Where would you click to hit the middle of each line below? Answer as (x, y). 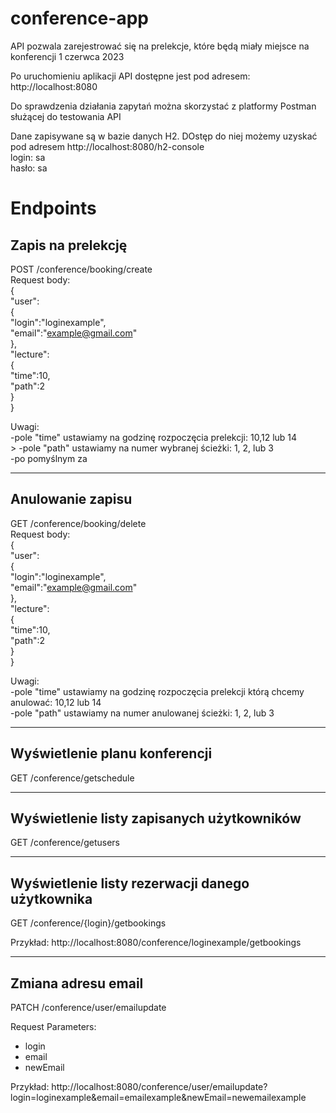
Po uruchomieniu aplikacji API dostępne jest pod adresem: (130, 76)
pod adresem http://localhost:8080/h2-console (107, 146)
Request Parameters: (53, 1026)
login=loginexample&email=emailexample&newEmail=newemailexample (158, 1097)
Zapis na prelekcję (69, 245)
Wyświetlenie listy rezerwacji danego (130, 883)
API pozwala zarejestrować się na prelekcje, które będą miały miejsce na (160, 46)
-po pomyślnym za (49, 458)
